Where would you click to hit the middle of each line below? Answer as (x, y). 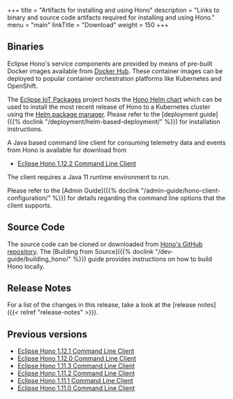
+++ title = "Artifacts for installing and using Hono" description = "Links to (113, 10)
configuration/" (29, 197)
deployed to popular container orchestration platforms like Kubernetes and (114, 78)
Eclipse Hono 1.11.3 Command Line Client (76, 366)
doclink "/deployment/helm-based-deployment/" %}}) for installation (121, 121)
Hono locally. (26, 266)
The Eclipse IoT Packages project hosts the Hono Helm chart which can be (115, 99)
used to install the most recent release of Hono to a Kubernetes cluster (109, 107)
